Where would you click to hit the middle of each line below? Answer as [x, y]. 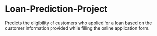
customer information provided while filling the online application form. [77, 28]
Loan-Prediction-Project [56, 9]
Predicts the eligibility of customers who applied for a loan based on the [78, 23]
